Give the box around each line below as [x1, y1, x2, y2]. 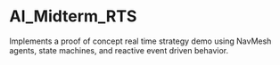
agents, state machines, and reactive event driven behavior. [9, 45, 229, 55]
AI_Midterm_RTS [9, 6, 137, 27]
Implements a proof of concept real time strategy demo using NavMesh [9, 36, 272, 46]
